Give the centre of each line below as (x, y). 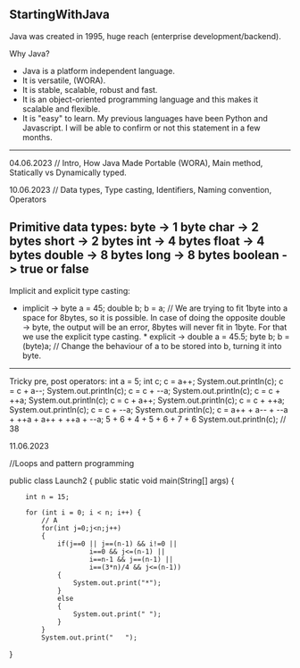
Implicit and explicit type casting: (70, 290)
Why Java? (30, 54)
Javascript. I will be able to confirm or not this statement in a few (141, 128)
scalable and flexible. (61, 109)
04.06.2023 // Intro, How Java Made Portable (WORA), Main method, (136, 163)
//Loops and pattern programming (72, 463)
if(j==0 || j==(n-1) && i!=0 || (117, 544)
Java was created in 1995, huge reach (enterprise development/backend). (145, 36)
